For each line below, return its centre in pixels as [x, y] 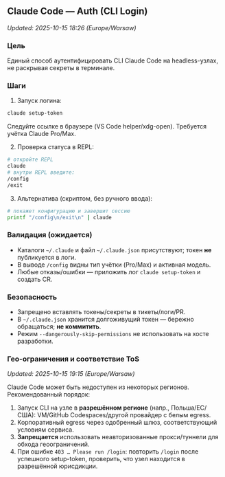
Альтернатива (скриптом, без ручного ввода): [85, 198]
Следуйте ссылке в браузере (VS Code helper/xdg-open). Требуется [107, 126]
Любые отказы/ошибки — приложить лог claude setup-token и [109, 271]
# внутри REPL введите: [41, 173]
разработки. [35, 341]
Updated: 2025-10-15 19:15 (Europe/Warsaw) [71, 374]
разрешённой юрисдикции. [57, 466]
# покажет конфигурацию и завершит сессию [69, 211]
